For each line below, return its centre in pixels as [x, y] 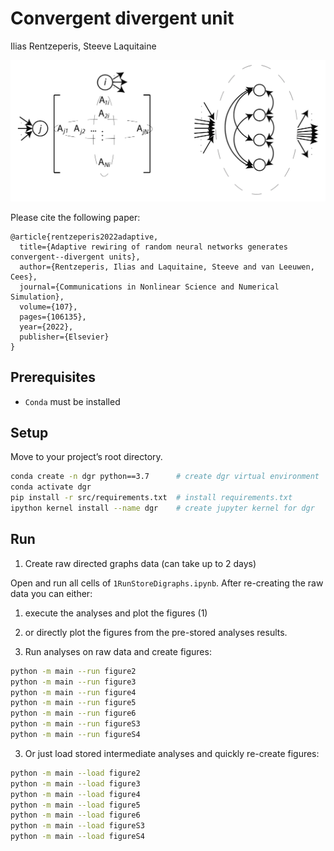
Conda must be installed [72, 401]
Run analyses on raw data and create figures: [118, 651]
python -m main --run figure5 [73, 703]
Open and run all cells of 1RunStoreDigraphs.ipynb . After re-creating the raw [167, 583]
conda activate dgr [51, 487]
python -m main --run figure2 [73, 671]
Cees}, [24, 277]
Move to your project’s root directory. [86, 457]
